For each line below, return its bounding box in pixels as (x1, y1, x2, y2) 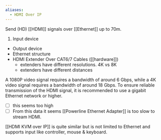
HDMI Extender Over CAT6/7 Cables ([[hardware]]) (12, 56, 119, 62)
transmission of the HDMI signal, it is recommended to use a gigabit (5, 87, 146, 93)
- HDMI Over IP (10, 12, 42, 17)
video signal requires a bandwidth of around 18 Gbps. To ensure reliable (5, 82, 155, 88)
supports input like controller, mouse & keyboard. (5, 129, 108, 135)
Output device (12, 45, 42, 51)
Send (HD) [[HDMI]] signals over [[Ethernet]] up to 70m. (5, 26, 122, 32)
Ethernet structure (12, 51, 51, 57)
